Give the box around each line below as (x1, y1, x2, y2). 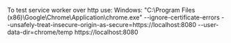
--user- (198, 21, 219, 28)
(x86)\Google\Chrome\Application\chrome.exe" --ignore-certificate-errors (7, 13, 221, 21)
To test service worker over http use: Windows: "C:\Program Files (7, 6, 196, 14)
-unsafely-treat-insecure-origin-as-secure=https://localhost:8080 (7, 21, 197, 28)
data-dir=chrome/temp (7, 28, 73, 36)
